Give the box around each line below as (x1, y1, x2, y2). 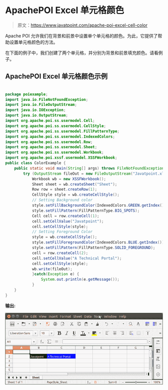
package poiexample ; (5, 91, 48, 97)
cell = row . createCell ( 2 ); (31, 250, 88, 255)
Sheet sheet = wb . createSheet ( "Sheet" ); (31, 182, 117, 187)
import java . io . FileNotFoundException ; (5, 97, 88, 102)
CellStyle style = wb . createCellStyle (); (31, 192, 120, 197)
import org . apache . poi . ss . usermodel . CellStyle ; (5, 123, 106, 128)
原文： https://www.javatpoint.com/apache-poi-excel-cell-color (17, 22, 148, 28)
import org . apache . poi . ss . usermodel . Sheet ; (5, 145, 97, 150)
